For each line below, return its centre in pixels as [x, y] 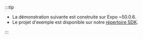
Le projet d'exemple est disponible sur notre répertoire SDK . [75, 22]
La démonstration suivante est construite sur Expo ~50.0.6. [74, 17]
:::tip [9, 7]
